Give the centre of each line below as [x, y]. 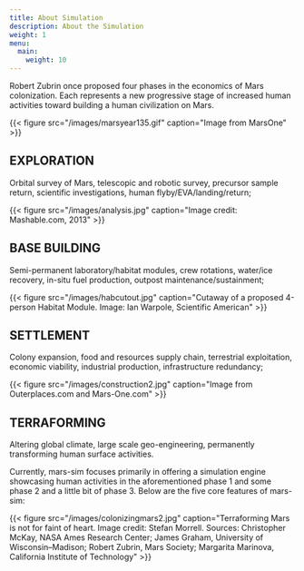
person [23, 307]
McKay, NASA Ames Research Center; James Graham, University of [137, 537]
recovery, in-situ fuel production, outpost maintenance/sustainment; [137, 280]
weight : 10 [46, 60]
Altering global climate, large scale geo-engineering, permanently [132, 445]
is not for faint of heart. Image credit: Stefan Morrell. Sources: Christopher [147, 528]
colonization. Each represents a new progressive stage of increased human [151, 95]
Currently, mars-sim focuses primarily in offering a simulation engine [137, 472]
